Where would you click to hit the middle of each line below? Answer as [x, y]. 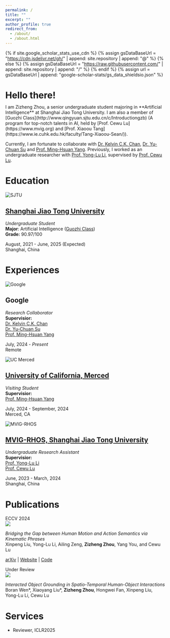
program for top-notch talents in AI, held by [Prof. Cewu [64, 124]
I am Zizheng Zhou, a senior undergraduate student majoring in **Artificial [83, 107]
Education [27, 181]
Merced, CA [18, 414]
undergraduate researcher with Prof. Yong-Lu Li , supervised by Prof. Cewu [84, 155]
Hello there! [31, 95]
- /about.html [25, 39]
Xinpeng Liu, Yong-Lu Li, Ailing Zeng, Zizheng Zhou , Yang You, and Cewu [83, 545]
